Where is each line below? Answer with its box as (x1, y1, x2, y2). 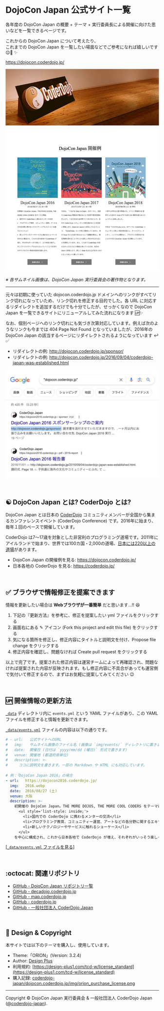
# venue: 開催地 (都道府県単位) (5, 752, 69, 758)
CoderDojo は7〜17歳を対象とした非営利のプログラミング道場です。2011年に (5, 534, 159, 540)
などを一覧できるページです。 (9, 27, 70, 33)
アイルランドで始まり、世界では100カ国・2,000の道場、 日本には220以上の (5, 540, 156, 546)
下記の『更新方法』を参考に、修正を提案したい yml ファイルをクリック (12, 612, 155, 618)
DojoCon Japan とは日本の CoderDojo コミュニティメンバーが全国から (5, 512, 147, 518)
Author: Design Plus (12, 958, 53, 964)
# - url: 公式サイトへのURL (5, 737, 62, 742)
